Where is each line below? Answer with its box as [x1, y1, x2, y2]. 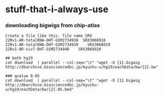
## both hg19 [5, 56, 33, 61]
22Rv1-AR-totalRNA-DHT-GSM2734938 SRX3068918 [5, 38, 106, 43]
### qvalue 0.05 [5, 74, 40, 79]
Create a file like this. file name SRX [5, 33, 93, 39]
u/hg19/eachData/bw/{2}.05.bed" [5, 87, 74, 92]
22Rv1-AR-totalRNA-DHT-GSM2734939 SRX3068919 [5, 42, 111, 47]
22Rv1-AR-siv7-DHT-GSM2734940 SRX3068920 [5, 47, 101, 52]
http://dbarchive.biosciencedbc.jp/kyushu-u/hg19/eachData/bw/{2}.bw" [5, 65, 158, 70]
